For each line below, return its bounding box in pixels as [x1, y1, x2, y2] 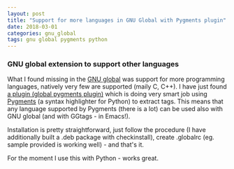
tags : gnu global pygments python [7, 36, 108, 43]
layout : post [7, 10, 45, 17]
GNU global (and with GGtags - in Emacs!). [7, 112, 131, 121]
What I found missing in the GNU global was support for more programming [7, 75, 225, 84]
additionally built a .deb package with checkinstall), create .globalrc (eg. [7, 133, 214, 142]
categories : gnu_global [7, 29, 77, 37]
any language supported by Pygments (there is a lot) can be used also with [7, 105, 224, 113]
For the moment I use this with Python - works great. [7, 154, 159, 163]
